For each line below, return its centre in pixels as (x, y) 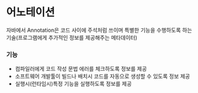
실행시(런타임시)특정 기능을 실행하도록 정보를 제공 (73, 84)
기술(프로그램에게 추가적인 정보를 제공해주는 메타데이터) (72, 37)
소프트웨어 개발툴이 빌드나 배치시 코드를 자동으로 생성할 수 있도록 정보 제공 (103, 76)
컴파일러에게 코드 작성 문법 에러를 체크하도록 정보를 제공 (81, 69)
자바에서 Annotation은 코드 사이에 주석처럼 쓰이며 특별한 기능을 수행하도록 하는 (99, 30)
